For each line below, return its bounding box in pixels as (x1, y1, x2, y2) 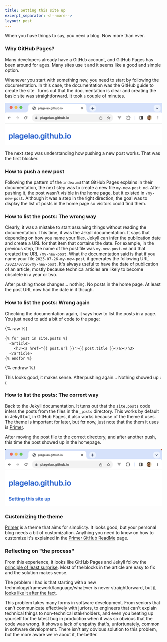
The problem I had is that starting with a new (5, 579, 97, 585)
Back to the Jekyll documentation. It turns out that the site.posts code (5, 403, 151, 409)
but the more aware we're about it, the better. (5, 631, 98, 637)
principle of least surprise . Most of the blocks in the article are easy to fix (5, 564, 155, 570)
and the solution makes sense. (5, 569, 68, 575)
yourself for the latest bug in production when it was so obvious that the (5, 615, 153, 621)
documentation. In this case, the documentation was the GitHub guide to (5, 82, 154, 88)
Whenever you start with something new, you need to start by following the (5, 77, 159, 83)
